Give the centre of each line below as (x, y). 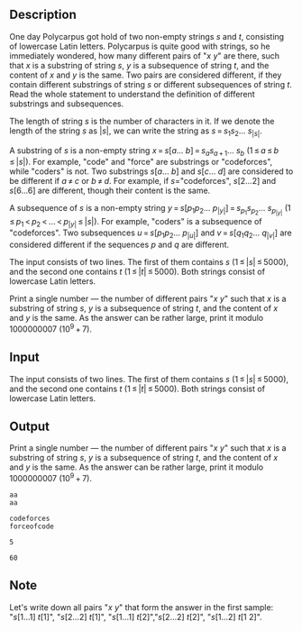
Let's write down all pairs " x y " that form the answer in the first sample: (142, 607)
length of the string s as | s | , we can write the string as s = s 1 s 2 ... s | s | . (136, 132)
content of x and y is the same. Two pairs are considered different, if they (146, 75)
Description (43, 15)
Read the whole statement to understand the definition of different (132, 94)
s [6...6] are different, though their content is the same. (110, 191)
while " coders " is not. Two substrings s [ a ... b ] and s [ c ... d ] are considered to (151, 171)
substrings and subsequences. (67, 104)
